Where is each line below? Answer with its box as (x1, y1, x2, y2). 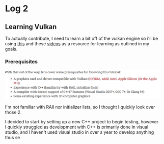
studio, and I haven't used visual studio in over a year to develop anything (5, 129, 154, 135)
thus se (5, 135, 21, 141)
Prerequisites (5, 58, 38, 65)
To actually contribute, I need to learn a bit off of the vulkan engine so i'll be (5, 35, 158, 41)
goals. (5, 46, 18, 52)
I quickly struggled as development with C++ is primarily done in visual (5, 124, 149, 130)
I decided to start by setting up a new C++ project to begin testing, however (5, 119, 159, 125)
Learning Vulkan (5, 23, 57, 31)
